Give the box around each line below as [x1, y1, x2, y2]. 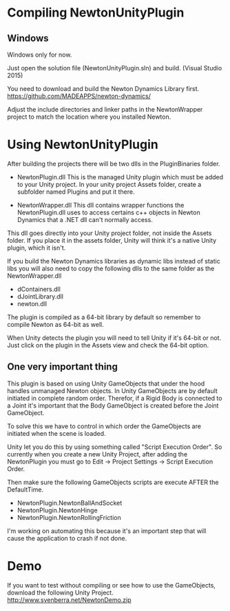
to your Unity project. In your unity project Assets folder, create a [17, 180, 202, 188]
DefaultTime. [7, 485, 43, 494]
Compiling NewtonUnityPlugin [7, 5, 185, 21]
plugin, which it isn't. [7, 243, 66, 252]
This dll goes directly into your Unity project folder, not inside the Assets [7, 229, 212, 237]
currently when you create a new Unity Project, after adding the [7, 450, 188, 458]
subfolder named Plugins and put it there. [17, 188, 135, 196]
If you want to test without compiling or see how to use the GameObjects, [7, 581, 216, 589]
